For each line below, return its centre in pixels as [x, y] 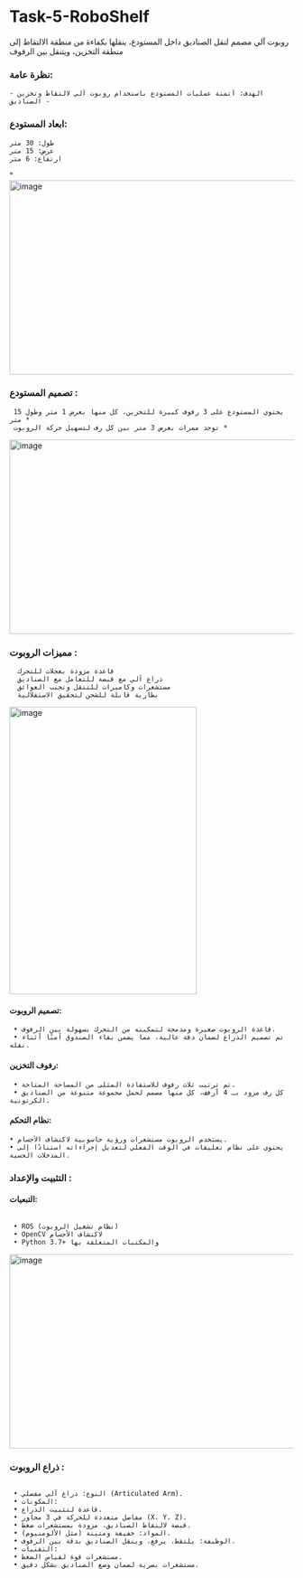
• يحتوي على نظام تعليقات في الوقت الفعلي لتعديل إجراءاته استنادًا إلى [147, 1147]
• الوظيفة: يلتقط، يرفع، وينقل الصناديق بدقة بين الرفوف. [124, 1541]
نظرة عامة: [32, 74]
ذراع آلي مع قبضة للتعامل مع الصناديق [91, 680]
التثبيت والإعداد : [41, 1178]
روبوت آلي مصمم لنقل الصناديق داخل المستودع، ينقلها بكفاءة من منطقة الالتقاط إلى [149, 42]
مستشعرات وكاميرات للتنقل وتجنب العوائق [94, 687]
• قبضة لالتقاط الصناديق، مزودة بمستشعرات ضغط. [102, 1526]
